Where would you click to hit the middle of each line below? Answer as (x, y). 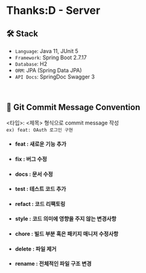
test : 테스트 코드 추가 (40, 189)
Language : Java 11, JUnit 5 (46, 51)
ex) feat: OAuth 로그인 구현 (40, 130)
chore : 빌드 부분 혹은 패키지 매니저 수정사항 (67, 234)
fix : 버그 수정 (31, 159)
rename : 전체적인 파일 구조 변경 (53, 264)
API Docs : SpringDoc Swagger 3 (55, 77)
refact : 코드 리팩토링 (40, 204)
